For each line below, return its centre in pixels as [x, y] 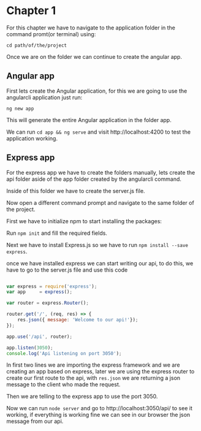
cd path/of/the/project [37, 45]
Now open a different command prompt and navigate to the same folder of [100, 202]
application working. [32, 138]
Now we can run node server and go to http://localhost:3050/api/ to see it [100, 408]
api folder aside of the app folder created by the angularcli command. [94, 179]
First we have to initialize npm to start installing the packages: [84, 221]
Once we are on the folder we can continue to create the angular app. [94, 56]
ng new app [20, 109]
